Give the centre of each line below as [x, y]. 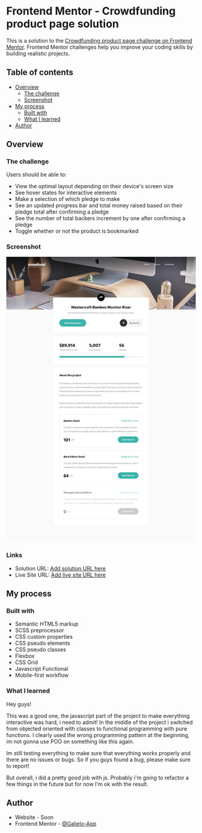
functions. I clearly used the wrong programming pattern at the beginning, [98, 735]
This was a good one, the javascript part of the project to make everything [98, 715]
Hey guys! [19, 704]
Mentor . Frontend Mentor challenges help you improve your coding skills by [100, 47]
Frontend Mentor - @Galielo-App [56, 824]
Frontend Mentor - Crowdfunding [91, 11]
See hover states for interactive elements [66, 193]
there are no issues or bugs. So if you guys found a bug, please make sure [98, 759]
